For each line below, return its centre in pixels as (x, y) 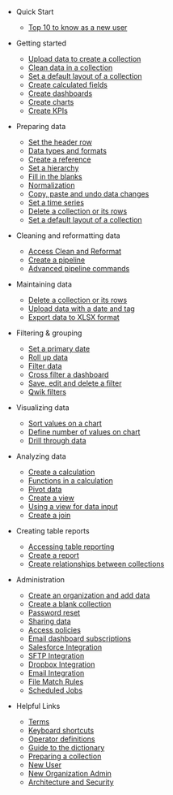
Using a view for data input (73, 506)
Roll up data (48, 357)
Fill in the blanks (55, 177)
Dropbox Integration (61, 664)
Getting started (41, 43)
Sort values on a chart (65, 423)
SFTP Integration (56, 656)
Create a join (49, 515)
